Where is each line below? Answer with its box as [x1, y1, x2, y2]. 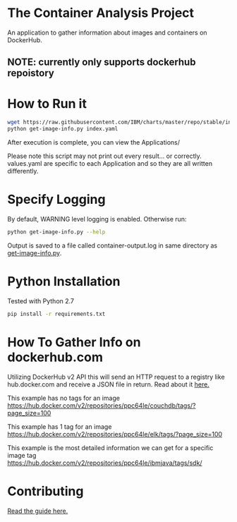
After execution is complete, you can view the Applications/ [7, 138, 181, 147]
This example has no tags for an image [7, 394, 120, 402]
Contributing [7, 483, 84, 499]
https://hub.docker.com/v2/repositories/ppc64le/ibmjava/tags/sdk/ [7, 459, 202, 467]
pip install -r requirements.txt [7, 310, 106, 317]
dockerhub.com [7, 349, 104, 365]
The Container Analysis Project [7, 5, 195, 21]
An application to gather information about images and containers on [7, 28, 207, 37]
